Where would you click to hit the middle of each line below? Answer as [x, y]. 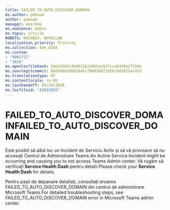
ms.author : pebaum [25, 15]
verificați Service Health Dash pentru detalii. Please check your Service [80, 166]
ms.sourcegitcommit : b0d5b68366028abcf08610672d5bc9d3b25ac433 [74, 71]
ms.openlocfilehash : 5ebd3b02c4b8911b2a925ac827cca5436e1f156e [74, 66]
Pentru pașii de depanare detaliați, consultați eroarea [61, 182]
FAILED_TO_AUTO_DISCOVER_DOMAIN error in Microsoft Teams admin [79, 198]
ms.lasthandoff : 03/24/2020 [35, 85]
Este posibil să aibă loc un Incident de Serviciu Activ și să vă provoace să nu [85, 150]
